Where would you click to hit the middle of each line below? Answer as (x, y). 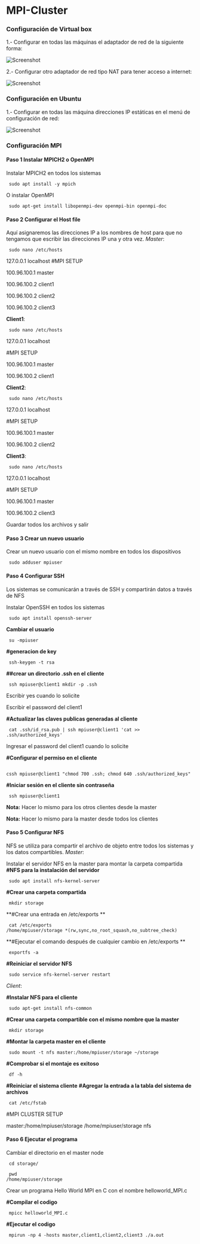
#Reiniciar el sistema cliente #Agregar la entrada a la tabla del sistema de (99, 1085)
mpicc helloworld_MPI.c (38, 1213)
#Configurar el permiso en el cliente (52, 758)
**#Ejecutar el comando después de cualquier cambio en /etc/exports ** (96, 942)
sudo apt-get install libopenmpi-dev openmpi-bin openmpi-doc (88, 206)
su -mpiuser (24, 640)
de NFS (16, 595)
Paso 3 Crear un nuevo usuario (45, 538)
